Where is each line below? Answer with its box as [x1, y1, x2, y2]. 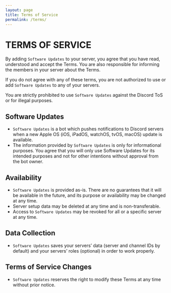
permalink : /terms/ [5, 17, 47, 22]
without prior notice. [12, 282, 56, 288]
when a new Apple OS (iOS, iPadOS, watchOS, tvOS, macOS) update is [12, 131, 162, 138]
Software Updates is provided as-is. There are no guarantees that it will [12, 187, 162, 193]
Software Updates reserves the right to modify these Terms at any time [12, 276, 161, 282]
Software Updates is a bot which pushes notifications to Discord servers [12, 126, 164, 132]
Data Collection [5, 229, 56, 238]
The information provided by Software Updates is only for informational [12, 142, 162, 148]
